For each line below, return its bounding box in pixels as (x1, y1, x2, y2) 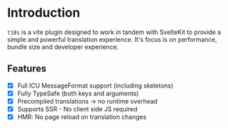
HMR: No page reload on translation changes (17, 113, 147, 121)
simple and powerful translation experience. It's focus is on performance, (7, 35, 218, 43)
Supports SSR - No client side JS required (17, 104, 138, 113)
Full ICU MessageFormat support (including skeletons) (17, 81, 174, 90)
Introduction (7, 5, 81, 21)
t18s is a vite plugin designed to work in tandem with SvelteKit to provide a (7, 28, 221, 36)
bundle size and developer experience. (7, 42, 119, 51)
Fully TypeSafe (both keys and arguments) (17, 89, 139, 97)
